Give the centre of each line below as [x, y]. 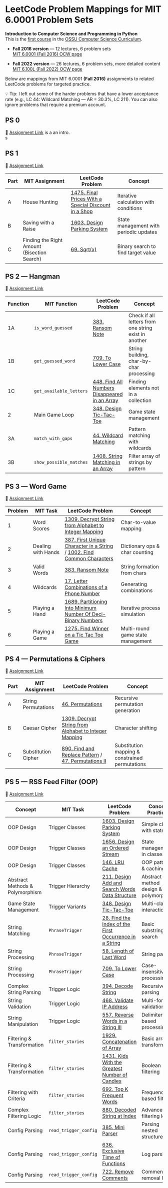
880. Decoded [119, 1109]
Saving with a [38, 222]
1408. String [107, 456]
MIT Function [61, 304]
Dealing [42, 546]
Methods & [20, 886]
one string [140, 328]
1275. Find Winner [86, 628]
